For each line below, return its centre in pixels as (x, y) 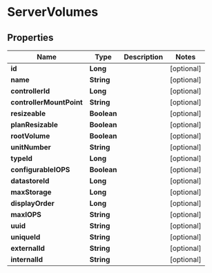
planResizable (35, 125)
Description (144, 57)
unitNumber (31, 147)
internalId (27, 260)
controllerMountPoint (47, 102)
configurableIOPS (40, 170)
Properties (30, 38)
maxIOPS (26, 215)
